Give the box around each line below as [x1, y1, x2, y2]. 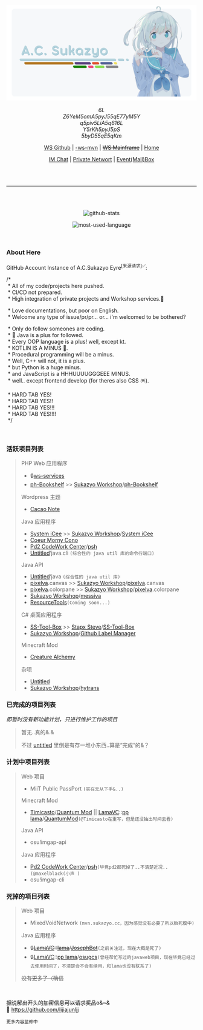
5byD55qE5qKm [81, 132, 122, 139]
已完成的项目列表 [6, 701, 56, 709]
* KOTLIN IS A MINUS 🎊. [7, 344, 68, 352]
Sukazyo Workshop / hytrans [30, 684, 100, 692]
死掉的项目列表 [6, 892, 50, 900]
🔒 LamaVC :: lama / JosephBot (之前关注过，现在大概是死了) [30, 945, 162, 952]
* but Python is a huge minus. [7, 363, 82, 371]
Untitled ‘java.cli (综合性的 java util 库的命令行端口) [30, 549, 155, 557]
